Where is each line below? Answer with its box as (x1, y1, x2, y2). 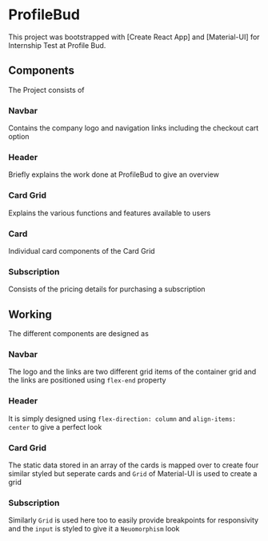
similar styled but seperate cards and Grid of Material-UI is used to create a (8, 468, 258, 478)
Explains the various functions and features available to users (8, 208, 211, 218)
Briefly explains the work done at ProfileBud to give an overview (8, 170, 220, 179)
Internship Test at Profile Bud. (8, 40, 106, 50)
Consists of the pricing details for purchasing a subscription (8, 284, 206, 294)
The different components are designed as (8, 329, 150, 339)
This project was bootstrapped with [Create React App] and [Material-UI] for (8, 32, 260, 42)
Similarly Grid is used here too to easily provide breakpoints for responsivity (8, 515, 258, 525)
